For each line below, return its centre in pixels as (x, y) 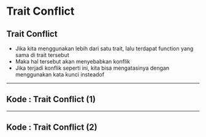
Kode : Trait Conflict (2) (52, 128)
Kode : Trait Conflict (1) (51, 99)
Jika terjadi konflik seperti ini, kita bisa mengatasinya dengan (92, 68)
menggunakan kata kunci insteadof (60, 74)
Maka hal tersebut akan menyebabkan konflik (73, 61)
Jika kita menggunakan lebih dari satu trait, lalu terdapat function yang (104, 48)
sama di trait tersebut (42, 55)
